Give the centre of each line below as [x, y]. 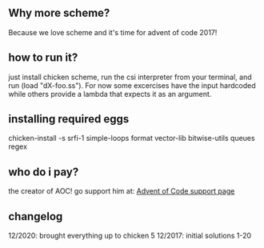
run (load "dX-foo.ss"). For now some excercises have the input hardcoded [132, 85]
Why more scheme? [59, 13]
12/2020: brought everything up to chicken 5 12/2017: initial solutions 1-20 [130, 236]
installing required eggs [69, 119]
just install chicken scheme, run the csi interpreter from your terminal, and [130, 77]
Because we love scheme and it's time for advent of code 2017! [113, 32]
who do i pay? [44, 172]
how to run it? [43, 58]
